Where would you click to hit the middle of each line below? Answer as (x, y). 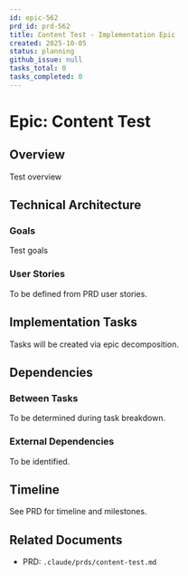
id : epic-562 (34, 18)
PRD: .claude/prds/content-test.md (89, 562)
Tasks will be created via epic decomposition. (94, 344)
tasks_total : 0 (38, 69)
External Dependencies (62, 442)
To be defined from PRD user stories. (78, 293)
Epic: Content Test (80, 121)
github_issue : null (46, 60)
